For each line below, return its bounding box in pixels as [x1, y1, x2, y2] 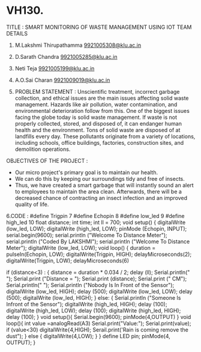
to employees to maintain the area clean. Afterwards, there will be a [14, 187, 182, 195]
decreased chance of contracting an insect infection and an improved [14, 194, 188, 201]
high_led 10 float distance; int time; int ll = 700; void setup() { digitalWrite [6, 219, 186, 226]
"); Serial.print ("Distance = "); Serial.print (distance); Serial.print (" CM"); [6, 275, 187, 282]
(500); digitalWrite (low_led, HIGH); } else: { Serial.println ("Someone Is [6, 294, 181, 301]
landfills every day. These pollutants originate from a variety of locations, [14, 133, 196, 140]
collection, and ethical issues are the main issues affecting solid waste [14, 94, 189, 102]
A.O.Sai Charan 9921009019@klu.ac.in [14, 76, 110, 83]
